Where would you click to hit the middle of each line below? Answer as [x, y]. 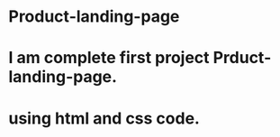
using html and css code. [104, 118]
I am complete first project [109, 58]
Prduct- [242, 58]
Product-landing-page [94, 17]
